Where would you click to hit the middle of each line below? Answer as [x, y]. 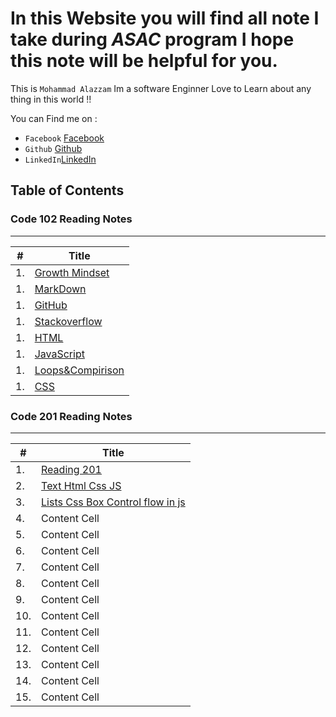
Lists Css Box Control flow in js [113, 502]
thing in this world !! [51, 99]
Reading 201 [71, 469]
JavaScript [59, 354]
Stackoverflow [68, 321]
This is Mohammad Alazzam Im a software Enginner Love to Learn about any [161, 88]
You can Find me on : [54, 118]
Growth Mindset [72, 272]
